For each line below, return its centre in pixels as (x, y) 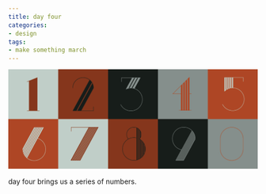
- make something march (47, 50)
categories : (28, 25)
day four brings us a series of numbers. (72, 181)
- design (23, 33)
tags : (17, 42)
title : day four (35, 17)
